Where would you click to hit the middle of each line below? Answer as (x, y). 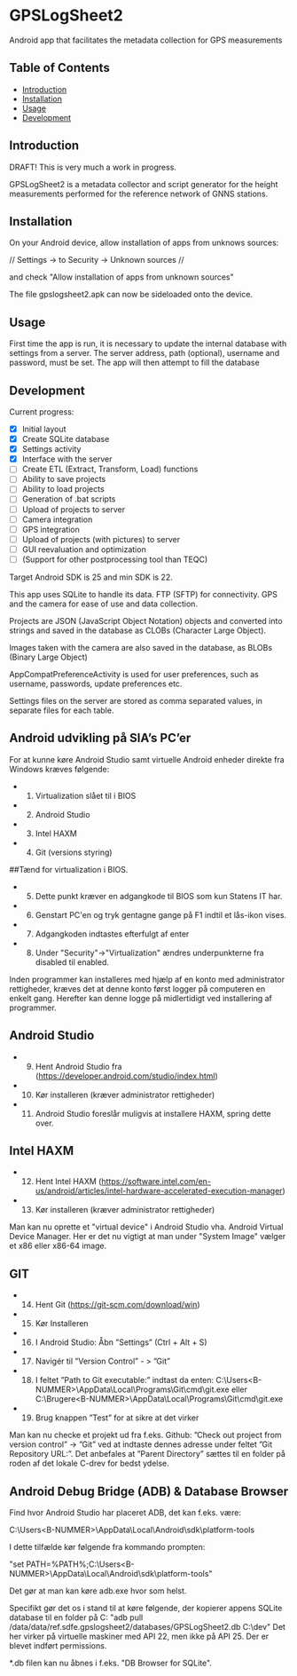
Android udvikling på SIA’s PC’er (100, 738)
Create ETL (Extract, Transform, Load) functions (110, 469)
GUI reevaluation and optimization (84, 549)
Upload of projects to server (74, 509)
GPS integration (51, 529)
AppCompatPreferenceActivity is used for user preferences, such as (134, 674)
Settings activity (51, 449)
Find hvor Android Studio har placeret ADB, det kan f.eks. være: (125, 1512)
